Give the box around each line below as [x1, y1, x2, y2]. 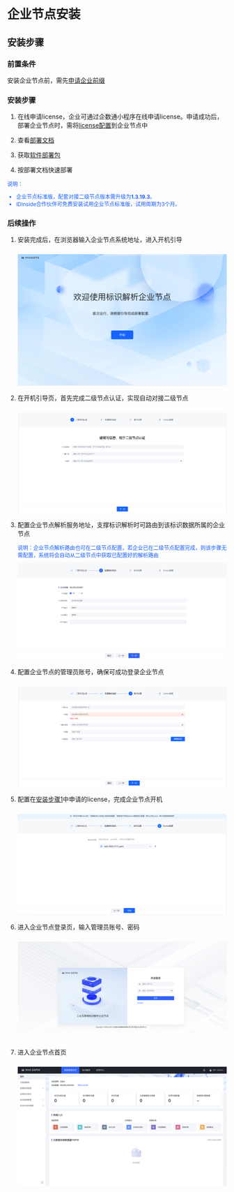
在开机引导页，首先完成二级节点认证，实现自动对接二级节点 [17, 394, 189, 402]
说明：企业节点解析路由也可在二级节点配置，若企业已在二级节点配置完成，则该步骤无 [17, 544, 227, 551]
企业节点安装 [7, 6, 81, 22]
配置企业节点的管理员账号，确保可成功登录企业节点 [17, 667, 164, 676]
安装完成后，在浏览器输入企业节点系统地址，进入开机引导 [17, 235, 182, 244]
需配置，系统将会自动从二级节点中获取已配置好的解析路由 [17, 552, 159, 559]
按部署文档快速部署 [17, 165, 73, 174]
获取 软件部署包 [17, 151, 61, 159]
